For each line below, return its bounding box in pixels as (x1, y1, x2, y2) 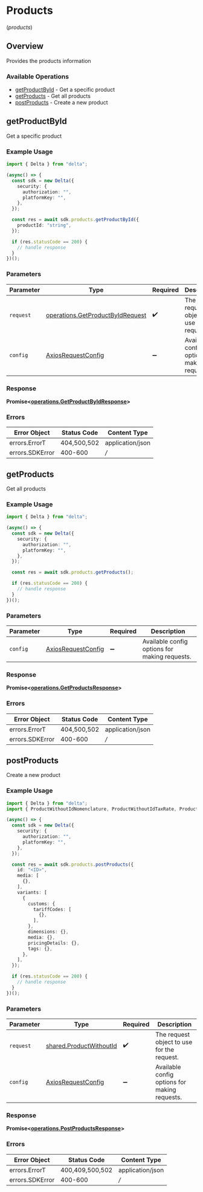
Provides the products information (6, 57, 92, 64)
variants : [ (17, 889, 47, 895)
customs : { (28, 901, 56, 907)
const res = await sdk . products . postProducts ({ (11, 862, 134, 868)
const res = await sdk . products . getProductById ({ (11, 217, 139, 223)
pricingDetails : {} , (28, 940, 80, 946)
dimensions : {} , (28, 929, 69, 935)
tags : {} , (28, 946, 53, 952)
